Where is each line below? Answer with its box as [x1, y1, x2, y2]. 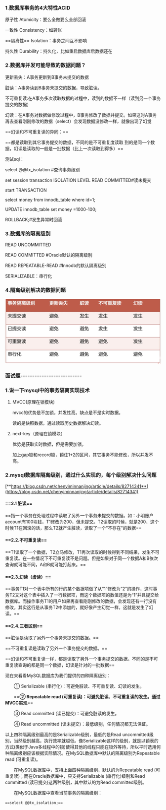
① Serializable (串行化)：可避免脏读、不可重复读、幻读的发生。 [13, 683, 144, 689]
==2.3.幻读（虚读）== [5, 574, 51, 580]
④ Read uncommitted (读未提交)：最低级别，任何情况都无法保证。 [13, 721, 151, 727]
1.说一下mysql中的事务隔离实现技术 [5, 387, 90, 394]
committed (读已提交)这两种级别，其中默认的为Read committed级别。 [5, 779, 147, 785]
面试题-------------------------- [5, 372, 83, 379]
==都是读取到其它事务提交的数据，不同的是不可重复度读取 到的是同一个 [5, 139, 151, 145]
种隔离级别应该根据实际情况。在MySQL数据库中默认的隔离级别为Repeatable [5, 750, 160, 756]
